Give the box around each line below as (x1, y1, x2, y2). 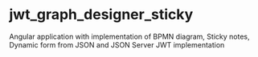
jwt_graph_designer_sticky (9, 6, 194, 24)
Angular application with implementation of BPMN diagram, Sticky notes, (9, 32, 250, 41)
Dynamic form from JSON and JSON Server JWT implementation (9, 40, 225, 49)
